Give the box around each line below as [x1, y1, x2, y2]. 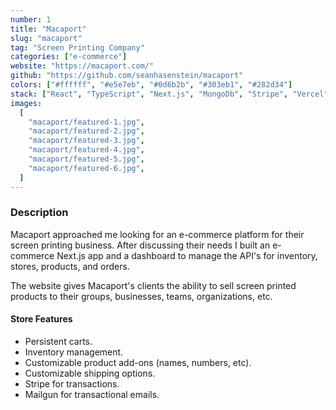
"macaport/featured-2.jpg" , [28, 126, 145, 136]
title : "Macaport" [10, 24, 87, 34]
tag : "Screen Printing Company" [10, 42, 145, 53]
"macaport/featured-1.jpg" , [28, 117, 145, 127]
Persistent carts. [24, 336, 93, 347]
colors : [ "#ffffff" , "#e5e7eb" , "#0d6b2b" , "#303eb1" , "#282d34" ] [10, 80, 293, 90]
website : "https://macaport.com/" [10, 61, 155, 71]
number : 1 [10, 14, 52, 25]
